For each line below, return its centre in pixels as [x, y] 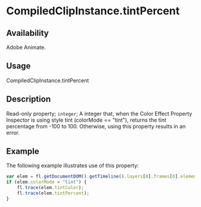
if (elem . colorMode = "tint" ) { [46, 182]
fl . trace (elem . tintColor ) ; [51, 188]
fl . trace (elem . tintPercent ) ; [53, 193]
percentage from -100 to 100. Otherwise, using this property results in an [96, 126]
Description [28, 99]
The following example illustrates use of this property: [73, 166]
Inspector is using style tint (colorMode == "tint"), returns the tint [86, 120]
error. [13, 132]
